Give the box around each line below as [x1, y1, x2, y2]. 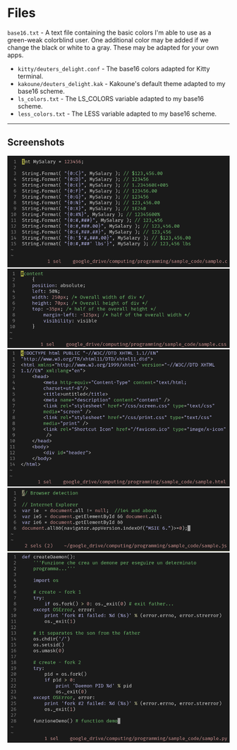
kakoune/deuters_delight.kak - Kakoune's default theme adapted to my [17, 79, 226, 87]
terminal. [17, 72, 44, 80]
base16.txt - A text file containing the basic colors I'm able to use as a [7, 28, 212, 37]
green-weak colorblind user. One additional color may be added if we [7, 35, 209, 44]
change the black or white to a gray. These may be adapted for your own [7, 43, 219, 52]
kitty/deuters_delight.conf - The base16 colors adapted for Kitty [17, 64, 210, 73]
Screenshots [7, 136, 65, 149]
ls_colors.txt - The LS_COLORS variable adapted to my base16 [17, 94, 205, 103]
